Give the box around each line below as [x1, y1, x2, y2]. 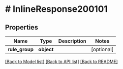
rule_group [7, 46, 34, 53]
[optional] [91, 46, 114, 53]
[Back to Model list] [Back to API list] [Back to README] [5, 59, 118, 65]
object [38, 46, 54, 53]
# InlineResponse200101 [5, 3, 108, 15]
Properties [5, 23, 38, 32]
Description [58, 38, 87, 44]
